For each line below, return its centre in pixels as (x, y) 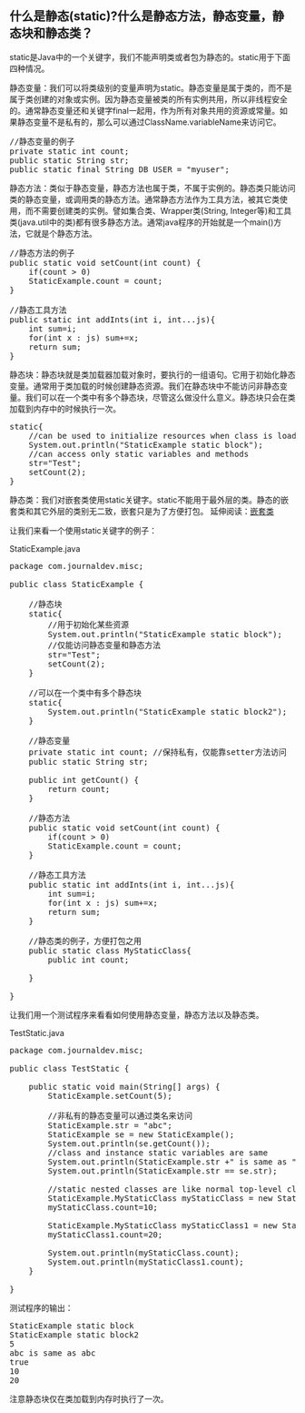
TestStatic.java (37, 1032)
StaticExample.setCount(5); (110, 1096)
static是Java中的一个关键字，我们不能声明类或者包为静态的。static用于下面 (150, 56)
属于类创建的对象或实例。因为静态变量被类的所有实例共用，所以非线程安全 (148, 99)
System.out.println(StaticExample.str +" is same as (167, 1162)
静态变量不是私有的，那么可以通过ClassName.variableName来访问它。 (149, 122)
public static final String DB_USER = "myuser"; (119, 169)
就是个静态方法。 (65, 233)
